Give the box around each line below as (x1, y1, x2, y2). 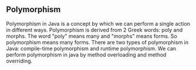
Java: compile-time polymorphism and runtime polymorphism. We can (6, 45, 177, 52)
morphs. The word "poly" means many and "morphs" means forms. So (6, 32, 177, 40)
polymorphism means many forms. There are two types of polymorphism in (6, 38, 189, 45)
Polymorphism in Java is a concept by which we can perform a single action (6, 20, 191, 27)
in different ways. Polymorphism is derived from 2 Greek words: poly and (6, 26, 183, 33)
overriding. (6, 57, 33, 64)
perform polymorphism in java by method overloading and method (6, 51, 167, 58)
